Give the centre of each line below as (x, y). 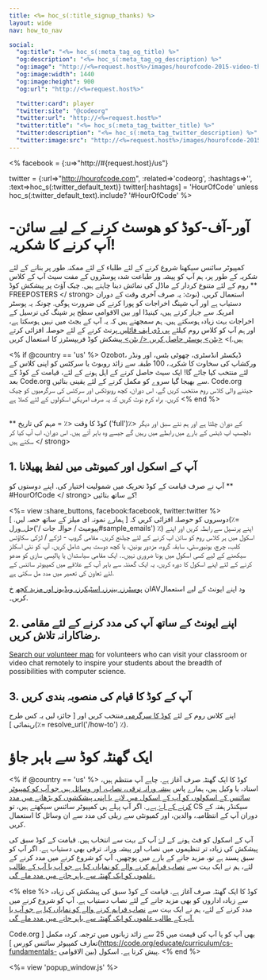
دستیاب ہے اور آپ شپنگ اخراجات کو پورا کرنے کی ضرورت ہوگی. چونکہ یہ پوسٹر (125, 303)
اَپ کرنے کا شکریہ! (62, 244)
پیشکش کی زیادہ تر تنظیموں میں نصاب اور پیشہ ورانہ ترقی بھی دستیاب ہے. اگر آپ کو (133, 849)
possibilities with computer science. (67, 672)
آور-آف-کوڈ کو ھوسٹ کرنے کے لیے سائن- (130, 227)
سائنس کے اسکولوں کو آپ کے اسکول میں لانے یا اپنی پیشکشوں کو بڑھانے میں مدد (130, 798)
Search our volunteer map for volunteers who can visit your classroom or (128, 655)
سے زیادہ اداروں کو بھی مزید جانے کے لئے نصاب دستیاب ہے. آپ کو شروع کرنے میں (129, 901)
